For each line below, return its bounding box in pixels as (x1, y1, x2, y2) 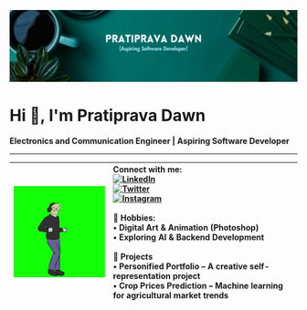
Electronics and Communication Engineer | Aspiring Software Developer (9, 135, 290, 146)
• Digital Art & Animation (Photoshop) (112, 222, 259, 233)
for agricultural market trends (112, 290, 229, 301)
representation (112, 271, 171, 282)
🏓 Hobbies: (112, 212, 155, 223)
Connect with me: (112, 164, 183, 175)
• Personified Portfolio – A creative (112, 261, 249, 272)
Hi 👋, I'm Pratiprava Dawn (9, 106, 206, 126)
